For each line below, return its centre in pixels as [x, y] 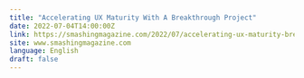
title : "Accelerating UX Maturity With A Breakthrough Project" [133, 17]
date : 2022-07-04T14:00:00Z [62, 26]
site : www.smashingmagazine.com [70, 43]
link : [19, 34]
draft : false [34, 59]
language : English [44, 51]
